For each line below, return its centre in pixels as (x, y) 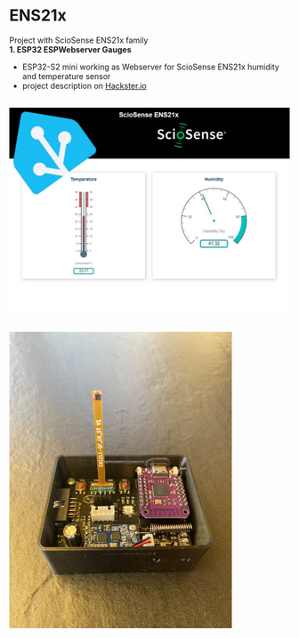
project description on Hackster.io (84, 85)
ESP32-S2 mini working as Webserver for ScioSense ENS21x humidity (151, 67)
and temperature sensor (66, 76)
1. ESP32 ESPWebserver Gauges (70, 49)
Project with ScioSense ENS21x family (79, 40)
